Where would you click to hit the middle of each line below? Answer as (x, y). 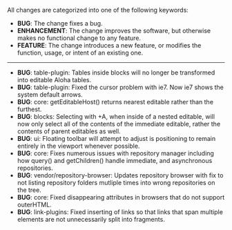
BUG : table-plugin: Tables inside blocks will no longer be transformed (116, 73)
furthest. (29, 109)
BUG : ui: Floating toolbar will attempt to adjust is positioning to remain (116, 138)
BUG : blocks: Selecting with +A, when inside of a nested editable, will (116, 116)
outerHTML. (34, 204)
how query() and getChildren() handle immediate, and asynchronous (115, 161)
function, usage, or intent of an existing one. (80, 52)
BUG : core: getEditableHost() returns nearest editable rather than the (115, 102)
